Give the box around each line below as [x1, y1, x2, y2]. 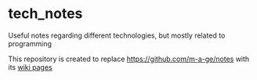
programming [8, 38, 52, 48]
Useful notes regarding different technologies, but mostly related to [8, 31, 226, 40]
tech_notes [8, 5, 83, 23]
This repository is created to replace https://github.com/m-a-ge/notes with [8, 54, 250, 64]
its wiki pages [8, 62, 52, 71]
